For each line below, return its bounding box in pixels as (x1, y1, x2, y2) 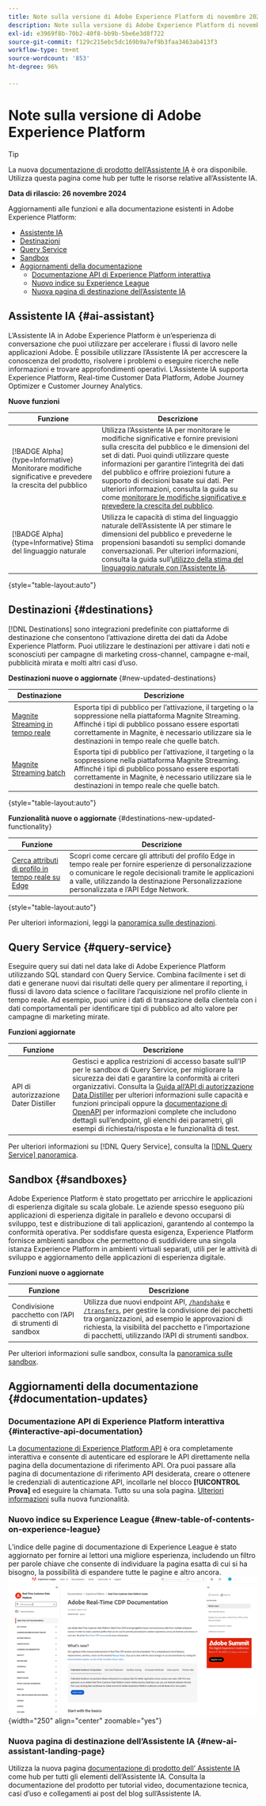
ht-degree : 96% (8, 63, 59, 71)
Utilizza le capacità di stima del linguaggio (101, 512, 239, 522)
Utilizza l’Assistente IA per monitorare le (101, 425, 231, 435)
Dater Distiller (11, 1099, 56, 1108)
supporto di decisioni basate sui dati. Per (101, 476, 234, 486)
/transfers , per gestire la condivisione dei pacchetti (83, 1305, 253, 1315)
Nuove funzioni (8, 396, 60, 406)
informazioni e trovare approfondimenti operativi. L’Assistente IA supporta (8, 364, 249, 374)
